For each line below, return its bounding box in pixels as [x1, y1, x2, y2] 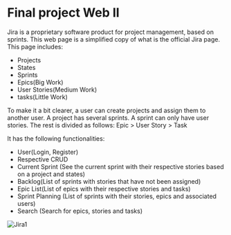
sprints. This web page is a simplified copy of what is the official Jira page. [7, 35, 220, 43]
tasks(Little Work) [17, 92, 68, 101]
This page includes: [7, 42, 64, 51]
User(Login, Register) [17, 148, 78, 156]
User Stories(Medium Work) [17, 85, 98, 94]
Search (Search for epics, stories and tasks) [17, 207, 143, 215]
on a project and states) [17, 170, 85, 178]
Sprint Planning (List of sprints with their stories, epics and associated [17, 192, 216, 200]
